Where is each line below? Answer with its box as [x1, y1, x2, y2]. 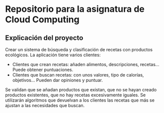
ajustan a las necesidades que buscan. [5, 103, 85, 108]
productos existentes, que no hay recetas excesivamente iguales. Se [5, 92, 146, 98]
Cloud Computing [5, 14, 80, 25]
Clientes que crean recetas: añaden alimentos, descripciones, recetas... [12, 62, 160, 67]
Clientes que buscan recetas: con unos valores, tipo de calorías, [12, 72, 144, 77]
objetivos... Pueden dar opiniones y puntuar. [12, 77, 103, 83]
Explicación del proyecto [5, 34, 83, 42]
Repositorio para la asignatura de [5, 3, 145, 15]
